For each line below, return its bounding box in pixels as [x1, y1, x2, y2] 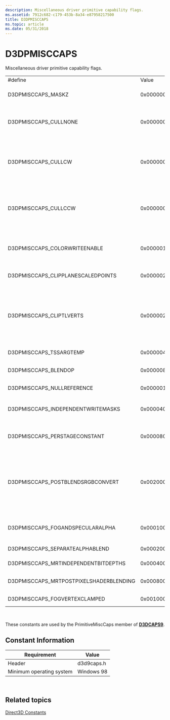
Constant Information [5, 636, 75, 645]
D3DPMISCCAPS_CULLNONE [8, 118, 78, 126]
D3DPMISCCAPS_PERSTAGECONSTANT [8, 433, 105, 440]
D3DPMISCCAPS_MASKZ [8, 91, 69, 98]
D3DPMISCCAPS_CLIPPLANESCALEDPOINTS [8, 272, 117, 279]
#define [8, 77, 26, 84]
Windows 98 [77, 668, 108, 675]
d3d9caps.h [77, 660, 106, 667]
